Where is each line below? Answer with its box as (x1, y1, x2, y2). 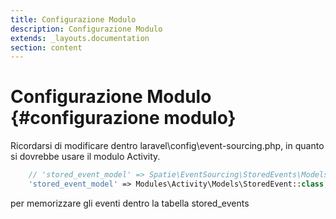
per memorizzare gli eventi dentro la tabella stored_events (10, 197, 250, 209)
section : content (10, 42, 83, 53)
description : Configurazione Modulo (10, 24, 163, 34)
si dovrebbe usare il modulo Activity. (10, 151, 161, 163)
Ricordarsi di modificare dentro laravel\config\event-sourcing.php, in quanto (10, 140, 325, 152)
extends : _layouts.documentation (10, 33, 150, 43)
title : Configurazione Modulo (10, 14, 137, 25)
